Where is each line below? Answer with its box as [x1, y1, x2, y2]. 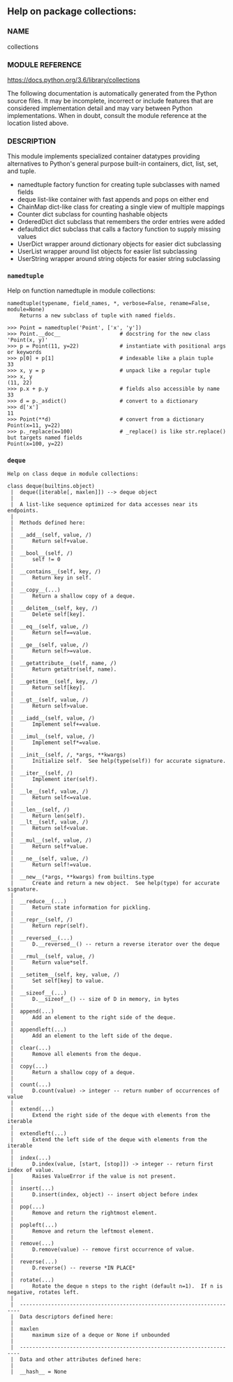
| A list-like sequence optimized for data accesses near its [10, 500, 198, 508]
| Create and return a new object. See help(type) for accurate [10, 879, 220, 886]
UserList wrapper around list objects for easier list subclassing [17, 247, 197, 255]
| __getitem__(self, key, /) [10, 678, 98, 685]
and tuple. [7, 167, 36, 175]
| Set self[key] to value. [10, 977, 105, 984]
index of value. [7, 1166, 54, 1173]
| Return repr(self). [10, 922, 89, 929]
